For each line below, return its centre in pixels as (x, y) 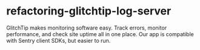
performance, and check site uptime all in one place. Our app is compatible (100, 34)
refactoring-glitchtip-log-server (89, 11)
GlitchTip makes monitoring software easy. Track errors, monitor (87, 28)
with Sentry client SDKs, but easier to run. (58, 40)
